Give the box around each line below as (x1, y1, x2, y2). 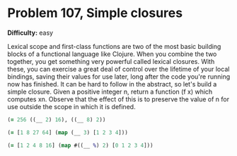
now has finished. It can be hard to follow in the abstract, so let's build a (7, 79, 217, 88)
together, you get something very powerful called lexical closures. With (7, 57, 215, 65)
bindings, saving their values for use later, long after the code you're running (7, 72, 231, 81)
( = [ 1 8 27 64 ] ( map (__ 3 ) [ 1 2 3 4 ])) (7, 129, 129, 136)
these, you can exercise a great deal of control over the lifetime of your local (7, 65, 230, 73)
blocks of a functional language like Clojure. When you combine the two (7, 50, 217, 58)
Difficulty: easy (7, 28, 54, 37)
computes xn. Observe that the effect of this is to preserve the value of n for (7, 94, 230, 104)
